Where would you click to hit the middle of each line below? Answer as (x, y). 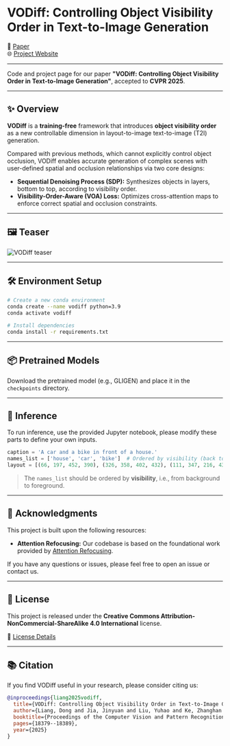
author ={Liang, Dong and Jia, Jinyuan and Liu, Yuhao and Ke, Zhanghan (118, 711)
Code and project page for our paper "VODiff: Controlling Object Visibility (113, 74)
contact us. (23, 571)
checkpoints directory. (38, 388)
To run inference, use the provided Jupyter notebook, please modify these (112, 432)
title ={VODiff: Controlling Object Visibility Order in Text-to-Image (116, 704)
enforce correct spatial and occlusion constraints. (87, 203)
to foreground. (44, 485)
